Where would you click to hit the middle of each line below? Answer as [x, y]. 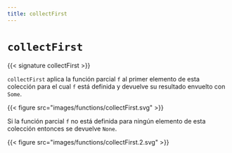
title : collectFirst [38, 14]
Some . [15, 94]
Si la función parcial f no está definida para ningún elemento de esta [107, 121]
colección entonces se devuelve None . [62, 128]
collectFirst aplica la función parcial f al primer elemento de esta [104, 79]
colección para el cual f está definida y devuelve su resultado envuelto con [116, 86]
